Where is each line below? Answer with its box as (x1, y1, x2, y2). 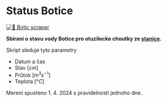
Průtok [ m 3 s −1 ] (14, 70, 51, 78)
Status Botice (6, 4, 74, 18)
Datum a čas (14, 58, 46, 65)
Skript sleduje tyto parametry (6, 46, 77, 54)
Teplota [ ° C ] (14, 78, 45, 85)
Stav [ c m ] (14, 64, 39, 71)
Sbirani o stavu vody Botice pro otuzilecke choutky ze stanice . (6, 35, 162, 42)
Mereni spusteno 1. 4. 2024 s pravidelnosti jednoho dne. (6, 89, 142, 96)
